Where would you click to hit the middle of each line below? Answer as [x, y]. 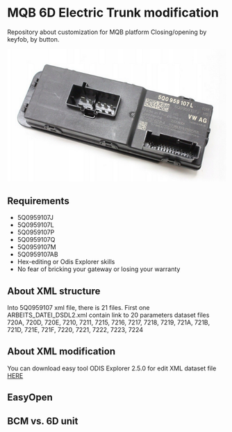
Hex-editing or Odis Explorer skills [66, 262]
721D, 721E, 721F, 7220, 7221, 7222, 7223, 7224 [75, 329]
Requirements [38, 201]
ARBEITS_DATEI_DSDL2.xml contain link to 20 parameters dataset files [108, 315]
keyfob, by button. [33, 39]
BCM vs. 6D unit [43, 421]
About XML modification [61, 352]
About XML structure [54, 291]
